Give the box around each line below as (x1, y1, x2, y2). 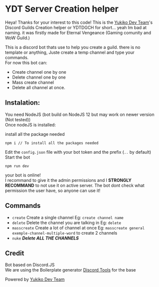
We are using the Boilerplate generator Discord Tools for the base (5, 267, 136, 273)
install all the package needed (5, 131, 65, 137)
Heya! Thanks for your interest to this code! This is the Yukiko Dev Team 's (5, 19, 153, 25)
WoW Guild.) (5, 35, 30, 41)
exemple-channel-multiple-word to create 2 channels (12, 230, 117, 236)
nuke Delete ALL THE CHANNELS (12, 235, 79, 241)
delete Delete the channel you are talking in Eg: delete (12, 220, 121, 225)
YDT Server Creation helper (5, 3, 119, 15)
